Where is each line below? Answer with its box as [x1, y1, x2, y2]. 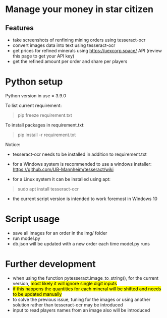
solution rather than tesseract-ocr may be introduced [12, 301, 123, 308]
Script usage [5, 213, 60, 225]
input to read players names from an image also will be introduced [12, 307, 150, 313]
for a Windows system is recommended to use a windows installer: [12, 161, 152, 167]
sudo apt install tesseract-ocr [17, 185, 79, 192]
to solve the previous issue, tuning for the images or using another [12, 296, 151, 302]
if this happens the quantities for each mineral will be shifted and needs [12, 286, 161, 292]
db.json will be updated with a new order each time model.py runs [12, 240, 150, 246]
